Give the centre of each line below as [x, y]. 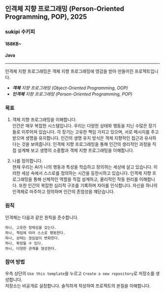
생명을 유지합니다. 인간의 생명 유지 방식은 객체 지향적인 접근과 [84, 138]
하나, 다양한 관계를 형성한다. [31, 248]
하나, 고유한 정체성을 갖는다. [31, 228]
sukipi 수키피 [20, 32]
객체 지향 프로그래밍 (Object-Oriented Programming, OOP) [70, 88]
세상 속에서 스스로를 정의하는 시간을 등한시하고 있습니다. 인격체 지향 [86, 173]
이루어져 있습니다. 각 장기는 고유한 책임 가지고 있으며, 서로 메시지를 [85, 132]
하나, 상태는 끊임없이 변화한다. [33, 238]
